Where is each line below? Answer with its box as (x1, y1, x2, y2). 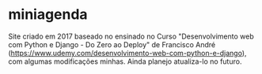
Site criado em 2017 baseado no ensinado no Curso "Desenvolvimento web (8, 31, 255, 41)
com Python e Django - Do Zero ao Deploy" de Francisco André (8, 39, 216, 49)
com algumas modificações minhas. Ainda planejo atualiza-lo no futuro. (8, 57, 242, 66)
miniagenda (8, 6, 89, 24)
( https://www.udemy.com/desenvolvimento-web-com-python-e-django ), (8, 48, 247, 57)
